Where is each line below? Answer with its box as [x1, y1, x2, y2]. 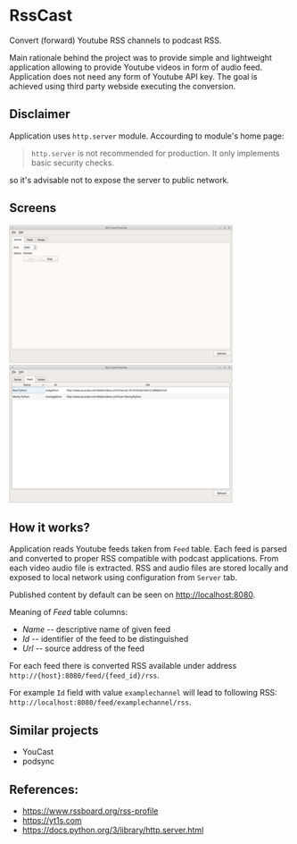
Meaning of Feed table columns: [9, 607, 128, 618]
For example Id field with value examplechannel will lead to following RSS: [9, 688, 278, 698]
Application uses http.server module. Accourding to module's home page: [9, 131, 285, 141]
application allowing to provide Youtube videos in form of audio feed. [9, 62, 263, 72]
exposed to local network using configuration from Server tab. [9, 572, 238, 583]
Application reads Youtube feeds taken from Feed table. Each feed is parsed [9, 544, 287, 554]
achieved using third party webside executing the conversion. [9, 80, 236, 91]
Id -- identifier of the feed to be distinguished [21, 634, 189, 645]
